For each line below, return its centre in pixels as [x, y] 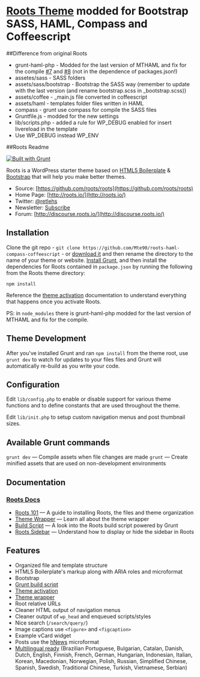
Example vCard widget [43, 635]
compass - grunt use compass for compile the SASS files [86, 110]
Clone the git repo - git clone [43, 247]
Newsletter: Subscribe [42, 207]
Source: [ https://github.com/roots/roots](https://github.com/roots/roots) [104, 188]
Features [23, 551]
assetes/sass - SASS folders [50, 78]
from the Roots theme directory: [46, 273]
